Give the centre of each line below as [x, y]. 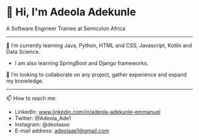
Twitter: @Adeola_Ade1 [43, 118]
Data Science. [23, 51]
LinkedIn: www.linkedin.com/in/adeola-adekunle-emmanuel [88, 112]
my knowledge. [25, 81]
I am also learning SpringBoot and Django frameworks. [81, 63]
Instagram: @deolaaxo [42, 124]
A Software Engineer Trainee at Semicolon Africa [66, 28]
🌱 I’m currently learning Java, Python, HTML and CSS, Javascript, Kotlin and [99, 45]
